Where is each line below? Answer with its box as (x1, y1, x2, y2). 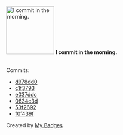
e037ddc (14, 91, 37, 98)
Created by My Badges (6, 122, 63, 128)
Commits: (6, 67, 30, 74)
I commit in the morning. (55, 49, 118, 56)
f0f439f (14, 110, 34, 117)
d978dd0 (14, 78, 38, 85)
